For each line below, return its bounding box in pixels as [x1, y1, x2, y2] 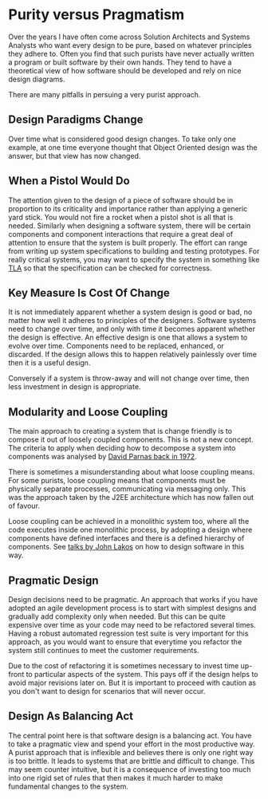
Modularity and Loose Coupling [8, 405, 168, 419]
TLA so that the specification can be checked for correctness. [8, 263, 212, 273]
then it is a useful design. [8, 358, 91, 368]
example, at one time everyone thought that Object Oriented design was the [8, 142, 258, 152]
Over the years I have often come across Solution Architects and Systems [8, 32, 250, 41]
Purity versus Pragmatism [8, 6, 185, 24]
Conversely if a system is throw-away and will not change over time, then [8, 373, 250, 384]
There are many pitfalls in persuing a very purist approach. [8, 89, 201, 99]
